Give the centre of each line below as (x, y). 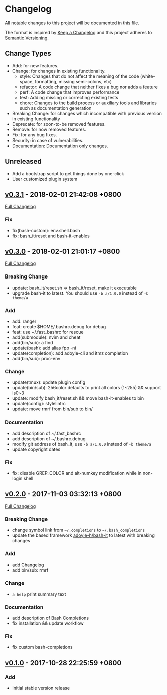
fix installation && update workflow (48, 623)
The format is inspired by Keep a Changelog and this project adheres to (79, 32)
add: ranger (24, 321)
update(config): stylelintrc (39, 404)
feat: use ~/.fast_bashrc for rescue (48, 332)
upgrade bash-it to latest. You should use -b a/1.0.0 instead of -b (80, 293)
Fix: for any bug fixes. (35, 135)
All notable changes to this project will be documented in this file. (72, 23)
